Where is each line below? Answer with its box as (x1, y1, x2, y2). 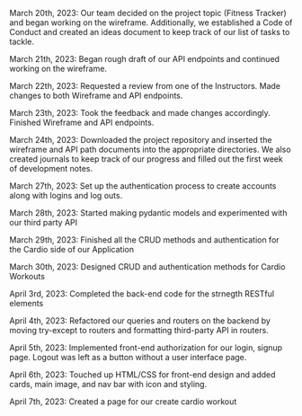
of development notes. (9, 164, 93, 173)
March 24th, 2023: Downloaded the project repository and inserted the (9, 135, 272, 145)
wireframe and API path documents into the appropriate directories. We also (9, 144, 291, 155)
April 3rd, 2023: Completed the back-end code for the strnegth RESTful (9, 288, 275, 299)
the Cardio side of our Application (9, 244, 135, 254)
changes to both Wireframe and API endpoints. (9, 90, 183, 101)
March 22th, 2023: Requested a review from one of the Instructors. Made (9, 81, 281, 91)
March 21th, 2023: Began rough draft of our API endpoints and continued (9, 54, 280, 64)
